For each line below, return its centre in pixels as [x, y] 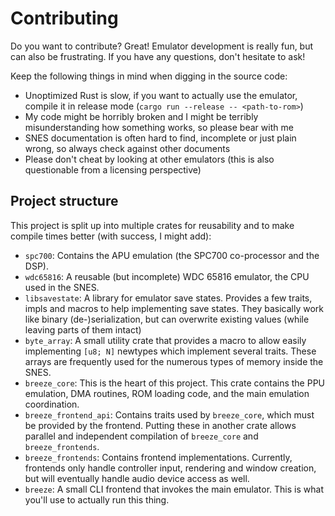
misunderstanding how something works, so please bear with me [159, 127]
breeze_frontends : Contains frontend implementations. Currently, [158, 457]
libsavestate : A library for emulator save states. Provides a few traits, [168, 298]
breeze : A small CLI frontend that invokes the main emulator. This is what [174, 489]
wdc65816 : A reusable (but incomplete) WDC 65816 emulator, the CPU [167, 276]
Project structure [64, 201]
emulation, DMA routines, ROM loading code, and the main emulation [167, 393]
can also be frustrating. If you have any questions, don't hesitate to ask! [158, 56]
